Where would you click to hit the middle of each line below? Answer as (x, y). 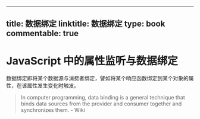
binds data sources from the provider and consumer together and (101, 104)
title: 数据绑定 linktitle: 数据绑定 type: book (86, 24)
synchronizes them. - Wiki (53, 110)
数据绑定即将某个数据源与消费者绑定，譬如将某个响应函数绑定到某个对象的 (97, 78)
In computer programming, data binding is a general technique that (103, 98)
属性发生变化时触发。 (53, 86)
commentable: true (43, 33)
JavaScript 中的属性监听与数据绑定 (92, 61)
